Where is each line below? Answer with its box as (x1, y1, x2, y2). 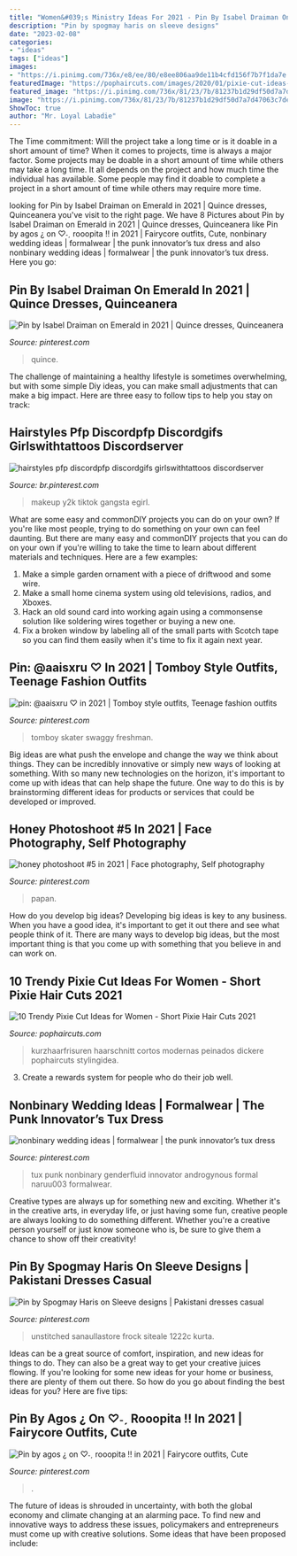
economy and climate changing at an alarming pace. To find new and (9, 1509, 261, 1520)
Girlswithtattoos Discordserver (9, 439, 184, 454)
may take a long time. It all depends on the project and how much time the (9, 165, 279, 175)
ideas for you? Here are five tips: (9, 1385, 128, 1396)
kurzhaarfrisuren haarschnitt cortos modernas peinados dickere (30, 1046, 264, 1057)
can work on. (9, 948, 57, 959)
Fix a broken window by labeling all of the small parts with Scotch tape (21, 625, 279, 636)
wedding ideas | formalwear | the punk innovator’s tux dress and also (9, 238, 261, 249)
